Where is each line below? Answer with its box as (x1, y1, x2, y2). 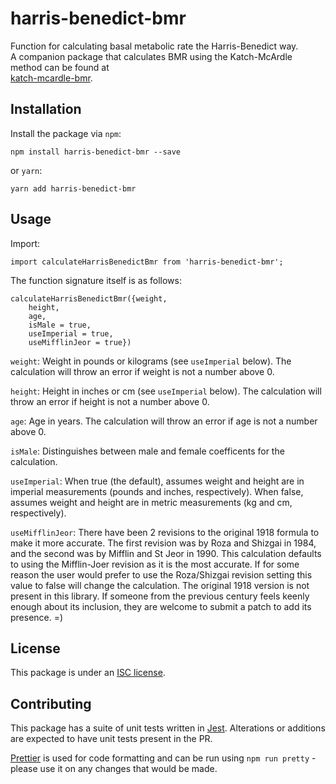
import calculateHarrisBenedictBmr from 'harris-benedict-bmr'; (10, 257, 284, 267)
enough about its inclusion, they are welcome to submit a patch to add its (10, 600, 312, 612)
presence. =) (10, 611, 64, 623)
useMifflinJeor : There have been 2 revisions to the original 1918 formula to (10, 526, 320, 538)
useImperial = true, (28, 328, 114, 339)
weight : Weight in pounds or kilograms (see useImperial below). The (10, 355, 292, 367)
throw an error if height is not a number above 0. (10, 395, 210, 407)
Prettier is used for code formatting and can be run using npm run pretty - (10, 752, 317, 764)
